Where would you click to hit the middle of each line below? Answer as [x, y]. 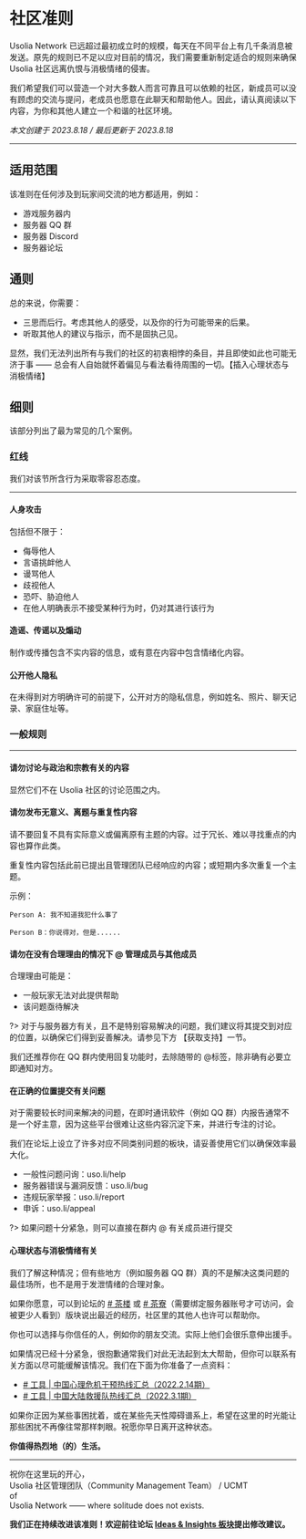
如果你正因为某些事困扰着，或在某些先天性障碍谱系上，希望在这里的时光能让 [153, 1415]
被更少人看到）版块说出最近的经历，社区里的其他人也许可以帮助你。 [137, 1315]
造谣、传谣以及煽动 [46, 630]
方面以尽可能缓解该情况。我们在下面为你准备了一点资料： [125, 1365]
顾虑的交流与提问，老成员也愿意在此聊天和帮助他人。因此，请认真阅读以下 [157, 99]
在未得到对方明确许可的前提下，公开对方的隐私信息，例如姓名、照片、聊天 [149, 697]
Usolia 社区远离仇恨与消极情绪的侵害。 [82, 68]
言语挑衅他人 [46, 562]
